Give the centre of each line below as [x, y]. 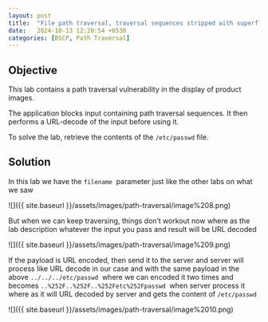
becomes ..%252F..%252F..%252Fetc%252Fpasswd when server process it [127, 285]
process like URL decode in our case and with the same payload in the [124, 269]
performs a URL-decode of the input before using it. [94, 122]
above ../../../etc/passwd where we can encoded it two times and [121, 277]
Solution [30, 162]
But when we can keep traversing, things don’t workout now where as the [129, 221]
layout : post [30, 16]
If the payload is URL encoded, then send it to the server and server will [126, 260]
